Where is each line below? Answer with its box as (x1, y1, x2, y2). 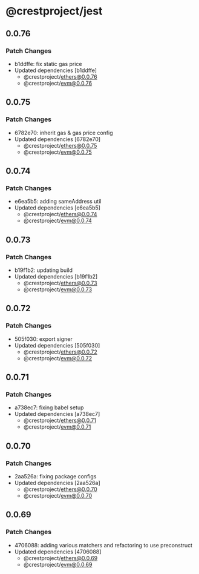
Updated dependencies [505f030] (14, 341, 100, 349)
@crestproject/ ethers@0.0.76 (23, 73, 97, 80)
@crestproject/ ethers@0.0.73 (23, 279, 97, 286)
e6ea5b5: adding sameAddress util (14, 198, 102, 205)
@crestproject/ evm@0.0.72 (23, 354, 92, 361)
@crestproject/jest (5, 4, 103, 18)
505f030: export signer (14, 335, 73, 343)
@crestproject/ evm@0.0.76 (23, 79, 92, 87)
